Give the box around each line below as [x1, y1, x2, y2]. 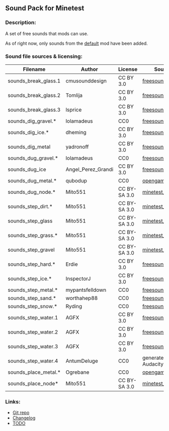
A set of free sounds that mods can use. [5, 30, 89, 37]
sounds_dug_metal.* [8, 177, 57, 184]
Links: [5, 398, 21, 405]
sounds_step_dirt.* [8, 203, 53, 210]
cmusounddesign [65, 77, 107, 84]
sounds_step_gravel [8, 246, 55, 253]
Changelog [12, 415, 36, 421]
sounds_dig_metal [8, 143, 51, 150]
